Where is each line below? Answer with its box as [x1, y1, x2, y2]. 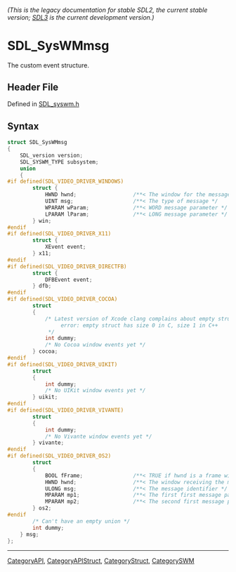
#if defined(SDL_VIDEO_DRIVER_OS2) [7, 453, 112, 460]
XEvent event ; [44, 243, 86, 251]
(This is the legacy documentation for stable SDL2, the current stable [7, 6, 208, 14]
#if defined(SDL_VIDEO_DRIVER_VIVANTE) [7, 407, 124, 414]
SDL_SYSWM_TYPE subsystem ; [20, 158, 99, 165]
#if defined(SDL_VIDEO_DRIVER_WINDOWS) [7, 178, 124, 186]
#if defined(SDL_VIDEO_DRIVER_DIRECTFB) [7, 263, 128, 270]
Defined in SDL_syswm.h [7, 100, 79, 108]
